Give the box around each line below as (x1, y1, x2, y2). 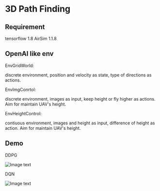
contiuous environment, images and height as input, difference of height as (5, 120, 155, 126)
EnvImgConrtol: (5, 87, 36, 92)
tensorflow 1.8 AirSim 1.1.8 (5, 35, 57, 41)
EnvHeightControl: (5, 110, 42, 116)
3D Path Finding (5, 3, 71, 15)
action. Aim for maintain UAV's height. (5, 125, 81, 131)
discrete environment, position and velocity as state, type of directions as (5, 72, 152, 78)
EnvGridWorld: (5, 62, 34, 69)
